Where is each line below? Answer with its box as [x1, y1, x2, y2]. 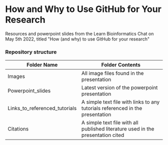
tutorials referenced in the [81, 105, 142, 112]
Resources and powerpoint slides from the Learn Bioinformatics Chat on [5, 30, 154, 36]
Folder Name [26, 61, 58, 68]
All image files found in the [81, 70, 144, 77]
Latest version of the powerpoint [81, 84, 158, 91]
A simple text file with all [81, 119, 138, 126]
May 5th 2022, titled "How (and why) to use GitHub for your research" [5, 36, 150, 42]
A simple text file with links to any [81, 98, 160, 105]
